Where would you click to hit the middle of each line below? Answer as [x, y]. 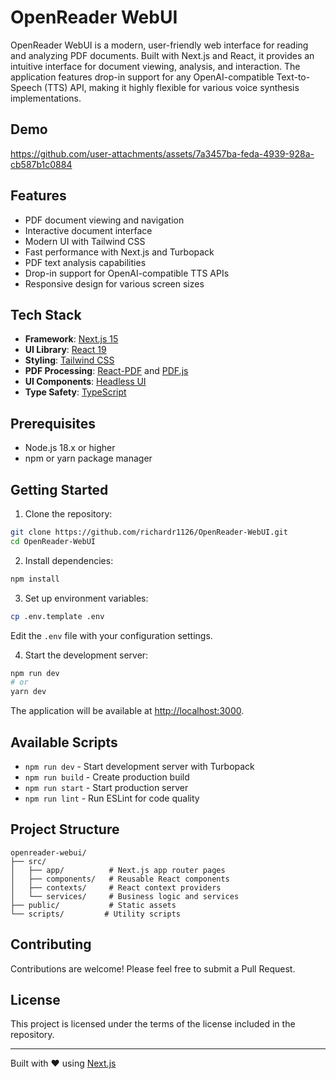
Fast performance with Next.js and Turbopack [119, 252]
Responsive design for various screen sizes [114, 283]
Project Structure [65, 829]
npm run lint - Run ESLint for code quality [112, 798]
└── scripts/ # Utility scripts [96, 914]
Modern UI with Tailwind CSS [85, 241]
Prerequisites [53, 423]
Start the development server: [86, 655]
